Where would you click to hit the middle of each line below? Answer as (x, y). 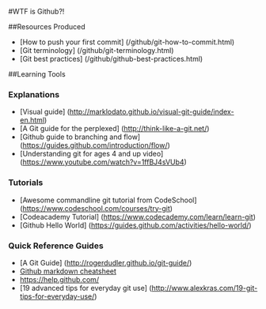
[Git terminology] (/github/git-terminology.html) (97, 50)
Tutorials (26, 183)
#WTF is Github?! (36, 11)
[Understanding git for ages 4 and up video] (91, 154)
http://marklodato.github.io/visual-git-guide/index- (152, 112)
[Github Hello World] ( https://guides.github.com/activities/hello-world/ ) (135, 225)
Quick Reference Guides (56, 246)
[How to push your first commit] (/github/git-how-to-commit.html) (127, 42)
